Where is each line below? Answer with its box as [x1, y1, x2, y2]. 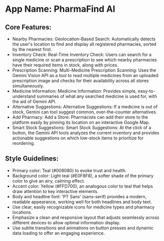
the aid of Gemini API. [12, 99, 56, 104]
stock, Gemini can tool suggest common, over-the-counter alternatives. [12, 109, 157, 115]
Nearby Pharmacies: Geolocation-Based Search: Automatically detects [12, 36, 156, 42]
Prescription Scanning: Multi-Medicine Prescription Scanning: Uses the [12, 67, 157, 73]
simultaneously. [12, 83, 44, 89]
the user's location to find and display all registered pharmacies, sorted [12, 41, 157, 47]
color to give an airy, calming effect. [12, 178, 85, 184]
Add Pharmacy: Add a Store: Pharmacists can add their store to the [12, 114, 148, 120]
